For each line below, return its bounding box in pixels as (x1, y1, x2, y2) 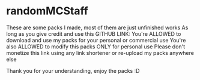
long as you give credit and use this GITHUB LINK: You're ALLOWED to (6, 30, 181, 37)
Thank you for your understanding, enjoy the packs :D (6, 67, 140, 74)
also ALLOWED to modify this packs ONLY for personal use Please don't (6, 43, 186, 50)
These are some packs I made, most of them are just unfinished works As (6, 24, 189, 31)
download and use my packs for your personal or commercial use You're (6, 36, 186, 44)
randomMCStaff (6, 4, 88, 18)
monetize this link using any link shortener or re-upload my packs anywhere (6, 49, 194, 56)
